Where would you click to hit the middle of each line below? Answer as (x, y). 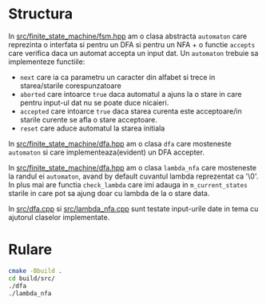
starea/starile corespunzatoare (70, 86)
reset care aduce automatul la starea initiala (92, 128)
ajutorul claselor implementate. (59, 217)
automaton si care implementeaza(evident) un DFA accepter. (107, 152)
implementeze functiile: (47, 62)
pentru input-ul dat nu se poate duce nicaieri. (94, 102)
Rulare (30, 250)
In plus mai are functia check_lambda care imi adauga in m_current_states (128, 184)
